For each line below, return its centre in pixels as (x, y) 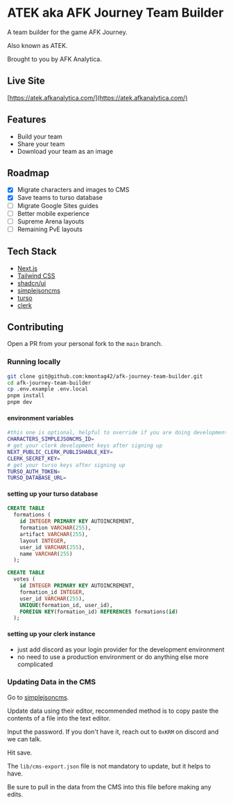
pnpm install (26, 396)
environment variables (41, 418)
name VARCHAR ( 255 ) (46, 554)
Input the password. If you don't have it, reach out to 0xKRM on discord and (113, 732)
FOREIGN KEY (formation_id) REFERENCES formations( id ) (99, 612)
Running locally (34, 362)
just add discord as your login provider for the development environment (121, 649)
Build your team (40, 136)
